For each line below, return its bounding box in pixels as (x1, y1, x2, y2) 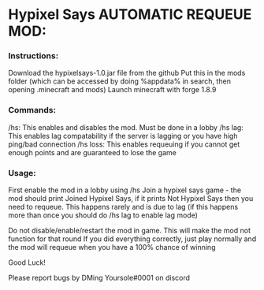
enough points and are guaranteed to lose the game (8, 147, 177, 157)
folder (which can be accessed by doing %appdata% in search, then (8, 76, 231, 86)
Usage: (8, 167, 37, 178)
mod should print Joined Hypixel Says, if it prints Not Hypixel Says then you (8, 194, 254, 203)
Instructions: (8, 50, 59, 61)
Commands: (8, 105, 57, 116)
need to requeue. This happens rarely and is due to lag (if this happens (8, 203, 239, 212)
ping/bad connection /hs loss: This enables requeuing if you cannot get (8, 139, 240, 149)
